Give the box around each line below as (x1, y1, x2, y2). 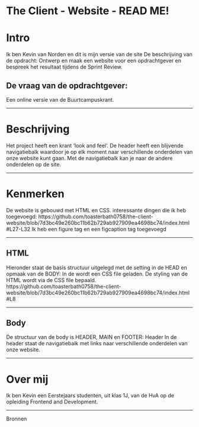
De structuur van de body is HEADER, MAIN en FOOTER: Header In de (6, 334, 177, 341)
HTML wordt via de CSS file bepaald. (6, 276, 97, 283)
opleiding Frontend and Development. (6, 398, 98, 406)
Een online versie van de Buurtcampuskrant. (6, 96, 114, 103)
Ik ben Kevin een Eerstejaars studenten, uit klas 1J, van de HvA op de (6, 392, 175, 399)
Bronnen (6, 415, 27, 422)
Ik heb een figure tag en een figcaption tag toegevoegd (31, 225, 167, 232)
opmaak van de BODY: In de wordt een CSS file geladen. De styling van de (6, 270, 188, 277)
